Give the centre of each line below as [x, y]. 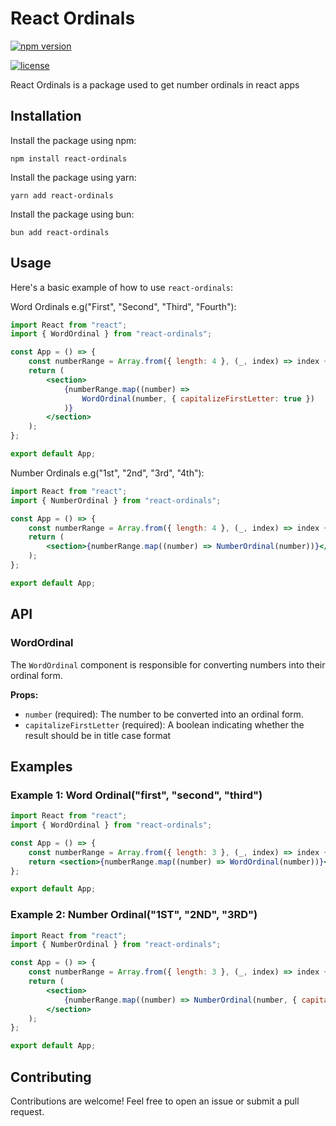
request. [27, 1112]
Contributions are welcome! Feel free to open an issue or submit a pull [155, 1101]
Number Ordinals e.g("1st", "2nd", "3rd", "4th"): [107, 473]
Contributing [51, 1077]
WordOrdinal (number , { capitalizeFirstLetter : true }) [198, 398]
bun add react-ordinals [60, 232]
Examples [41, 766]
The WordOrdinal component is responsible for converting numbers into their [168, 664]
